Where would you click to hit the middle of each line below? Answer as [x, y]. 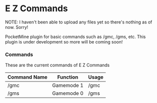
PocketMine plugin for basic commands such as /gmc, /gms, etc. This [75, 37]
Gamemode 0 [68, 93]
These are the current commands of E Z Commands [57, 65]
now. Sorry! [17, 27]
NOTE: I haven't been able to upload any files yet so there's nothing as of [79, 22]
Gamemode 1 [68, 85]
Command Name [28, 77]
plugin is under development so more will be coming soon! [64, 41]
